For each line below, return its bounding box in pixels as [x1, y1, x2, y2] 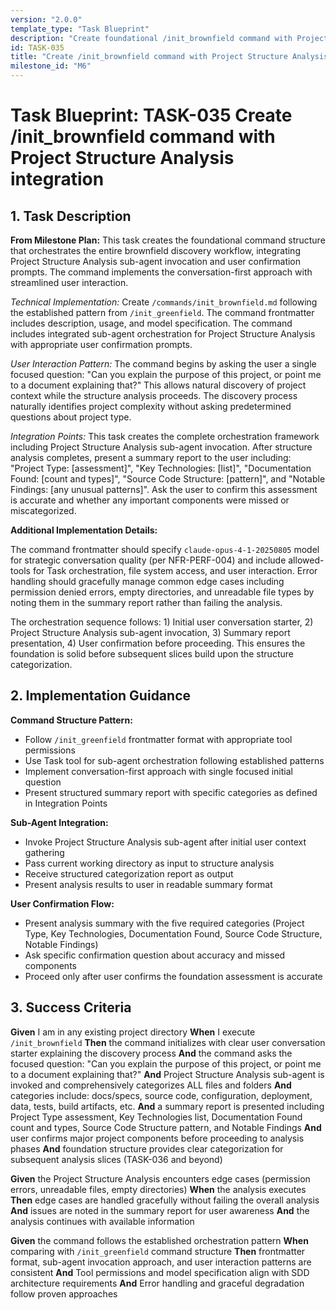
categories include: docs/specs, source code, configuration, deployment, [10, 1089, 313, 1101]
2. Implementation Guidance [10, 687, 192, 705]
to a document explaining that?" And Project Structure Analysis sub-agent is [10, 1068, 325, 1080]
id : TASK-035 [10, 42, 65, 53]
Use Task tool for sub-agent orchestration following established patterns [24, 754, 325, 766]
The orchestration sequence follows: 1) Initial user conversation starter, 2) [10, 616, 314, 628]
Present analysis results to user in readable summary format [24, 878, 273, 890]
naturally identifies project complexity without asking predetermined [10, 401, 292, 412]
